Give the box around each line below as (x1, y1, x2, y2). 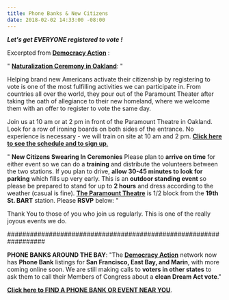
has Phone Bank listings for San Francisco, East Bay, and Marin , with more (7, 258, 220, 266)
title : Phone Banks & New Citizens (7, 10, 109, 17)
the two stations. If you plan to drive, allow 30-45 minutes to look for (7, 167, 203, 175)
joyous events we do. (7, 216, 67, 225)
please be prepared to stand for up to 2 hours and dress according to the (7, 182, 214, 190)
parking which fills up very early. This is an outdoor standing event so (7, 174, 207, 182)
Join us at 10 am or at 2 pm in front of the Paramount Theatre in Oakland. (7, 117, 213, 125)
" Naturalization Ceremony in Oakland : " (7, 62, 123, 70)
